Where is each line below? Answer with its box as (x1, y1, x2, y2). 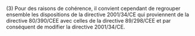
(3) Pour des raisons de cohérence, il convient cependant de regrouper (6, 5, 181, 12)
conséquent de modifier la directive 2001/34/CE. (6, 23, 125, 30)
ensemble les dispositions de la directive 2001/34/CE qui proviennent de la (6, 11, 189, 18)
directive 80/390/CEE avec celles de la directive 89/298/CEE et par (6, 17, 171, 24)
